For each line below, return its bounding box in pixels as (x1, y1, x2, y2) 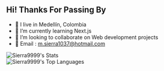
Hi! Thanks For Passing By (6, 5, 106, 15)
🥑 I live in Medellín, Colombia (14, 20, 87, 28)
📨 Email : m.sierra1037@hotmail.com (14, 40, 105, 47)
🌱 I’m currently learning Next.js (14, 27, 92, 34)
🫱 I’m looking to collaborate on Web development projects (14, 33, 159, 41)
